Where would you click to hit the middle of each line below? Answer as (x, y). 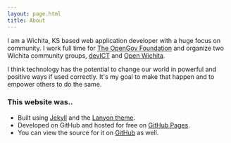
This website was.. (40, 102)
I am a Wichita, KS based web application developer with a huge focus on (114, 40)
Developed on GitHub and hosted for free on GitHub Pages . (104, 125)
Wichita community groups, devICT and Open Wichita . (86, 55)
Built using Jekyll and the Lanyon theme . (76, 118)
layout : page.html (34, 14)
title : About (26, 20)
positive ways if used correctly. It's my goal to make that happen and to (111, 76)
